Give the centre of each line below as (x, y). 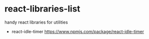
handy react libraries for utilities (36, 22)
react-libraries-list (42, 9)
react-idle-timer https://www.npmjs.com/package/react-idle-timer (78, 31)
